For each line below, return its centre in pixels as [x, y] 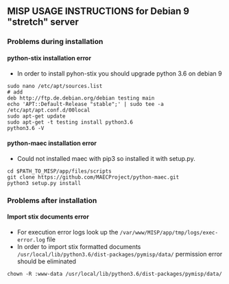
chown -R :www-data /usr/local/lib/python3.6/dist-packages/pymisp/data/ [115, 274]
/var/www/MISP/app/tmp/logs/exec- [169, 232]
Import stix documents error [48, 217]
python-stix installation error [49, 58]
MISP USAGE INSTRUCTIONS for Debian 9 [98, 11]
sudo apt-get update [37, 116]
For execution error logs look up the [68, 232]
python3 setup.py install [44, 183]
